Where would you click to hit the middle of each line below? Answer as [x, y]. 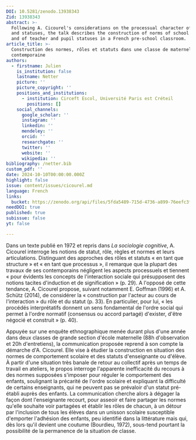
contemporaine [28, 55]
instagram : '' [39, 121]
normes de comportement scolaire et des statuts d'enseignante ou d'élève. [96, 356]
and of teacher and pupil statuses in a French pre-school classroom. [99, 39]
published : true [26, 213]
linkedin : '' [37, 126]
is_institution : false [44, 71]
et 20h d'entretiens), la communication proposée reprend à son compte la [95, 343]
